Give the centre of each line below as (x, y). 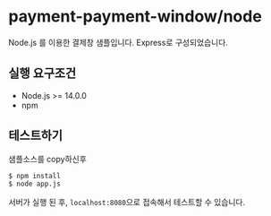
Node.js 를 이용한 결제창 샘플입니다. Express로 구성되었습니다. (119, 42)
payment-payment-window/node (135, 17)
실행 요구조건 (42, 73)
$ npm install (35, 176)
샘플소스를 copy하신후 (47, 159)
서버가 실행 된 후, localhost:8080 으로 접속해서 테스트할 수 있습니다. (127, 203)
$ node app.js (35, 184)
